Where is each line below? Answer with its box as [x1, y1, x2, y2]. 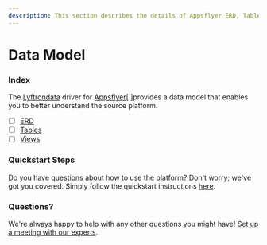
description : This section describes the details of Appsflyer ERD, [8, 11, 240, 20]
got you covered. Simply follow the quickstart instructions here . [8, 181, 216, 191]
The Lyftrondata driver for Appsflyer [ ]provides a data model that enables [8, 92, 249, 102]
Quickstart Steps [8, 154, 75, 165]
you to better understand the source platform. [8, 101, 158, 111]
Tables [19, 125, 42, 135]
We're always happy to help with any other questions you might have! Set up [8, 219, 259, 228]
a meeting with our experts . [8, 227, 99, 237]
